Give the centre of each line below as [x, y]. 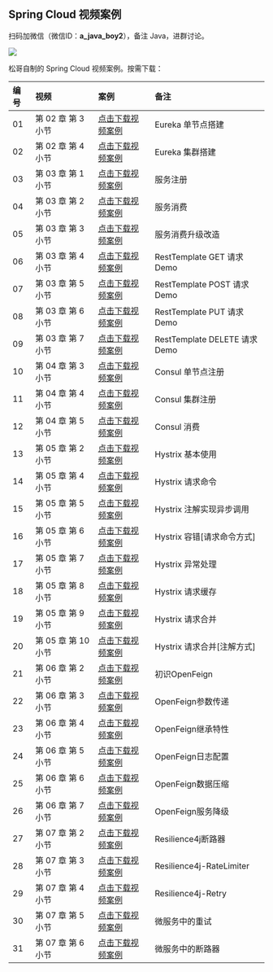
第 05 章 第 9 [60, 613]
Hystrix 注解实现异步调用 [201, 509]
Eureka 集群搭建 [185, 151]
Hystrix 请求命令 [185, 481]
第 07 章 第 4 [60, 887]
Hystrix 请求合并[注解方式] [205, 646]
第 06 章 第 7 [60, 805]
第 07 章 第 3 [60, 860]
